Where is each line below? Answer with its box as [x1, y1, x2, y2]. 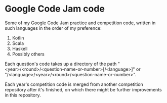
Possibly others [12, 51, 45, 57]
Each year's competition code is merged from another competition [5, 81, 144, 87]
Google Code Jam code [5, 3, 105, 15]
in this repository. [5, 92, 41, 98]
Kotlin [12, 35, 24, 41]
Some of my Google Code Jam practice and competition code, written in [5, 20, 156, 26]
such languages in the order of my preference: [5, 25, 102, 31]
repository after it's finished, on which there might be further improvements [5, 86, 162, 92]
